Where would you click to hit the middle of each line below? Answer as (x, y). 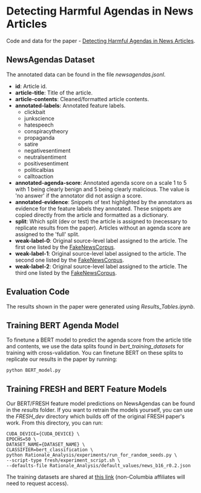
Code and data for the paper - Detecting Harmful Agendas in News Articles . (101, 41)
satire (31, 144)
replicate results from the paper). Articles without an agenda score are (103, 228)
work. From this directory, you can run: (54, 423)
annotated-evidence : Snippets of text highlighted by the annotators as (104, 202)
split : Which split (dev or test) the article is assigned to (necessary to (101, 221)
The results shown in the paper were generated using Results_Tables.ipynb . (101, 306)
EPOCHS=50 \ (21, 439)
